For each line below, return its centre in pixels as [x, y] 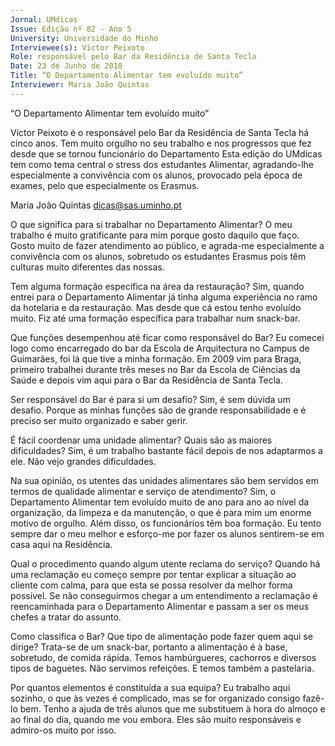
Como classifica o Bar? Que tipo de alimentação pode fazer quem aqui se [161, 636]
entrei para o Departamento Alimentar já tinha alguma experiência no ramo [164, 297]
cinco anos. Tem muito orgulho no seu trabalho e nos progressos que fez [161, 143]
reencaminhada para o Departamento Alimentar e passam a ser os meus [160, 606]
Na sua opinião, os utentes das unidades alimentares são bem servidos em [164, 480]
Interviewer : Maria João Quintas [80, 85]
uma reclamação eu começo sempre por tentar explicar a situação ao [153, 574]
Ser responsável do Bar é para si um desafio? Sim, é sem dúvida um [150, 399]
